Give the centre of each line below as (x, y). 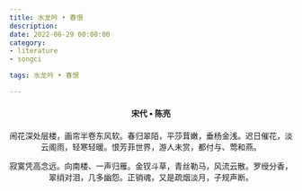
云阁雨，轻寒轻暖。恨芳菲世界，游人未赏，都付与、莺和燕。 (151, 148)
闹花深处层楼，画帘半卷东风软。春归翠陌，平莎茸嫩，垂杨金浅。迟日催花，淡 (151, 136)
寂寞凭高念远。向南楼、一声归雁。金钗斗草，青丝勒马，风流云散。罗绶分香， (151, 166)
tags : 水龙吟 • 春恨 (44, 76)
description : (34, 26)
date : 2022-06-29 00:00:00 (60, 34)
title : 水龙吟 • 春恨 (46, 17)
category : (28, 43)
